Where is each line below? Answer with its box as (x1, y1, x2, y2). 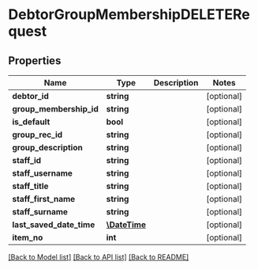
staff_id (12, 155, 42, 165)
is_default (12, 116, 50, 127)
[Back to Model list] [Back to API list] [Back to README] (8, 252, 189, 262)
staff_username (12, 168, 73, 179)
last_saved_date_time (12, 219, 95, 230)
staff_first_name (12, 194, 76, 204)
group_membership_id (12, 104, 99, 114)
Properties (8, 54, 62, 67)
